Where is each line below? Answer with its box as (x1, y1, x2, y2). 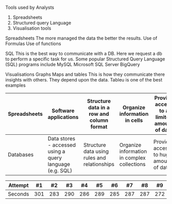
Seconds (8, 191, 30, 197)
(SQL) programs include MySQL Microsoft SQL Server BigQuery (5, 62, 140, 67)
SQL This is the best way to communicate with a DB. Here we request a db (5, 51, 162, 56)
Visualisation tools (12, 25, 51, 31)
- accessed (48, 141, 76, 148)
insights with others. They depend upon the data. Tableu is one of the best (5, 77, 163, 83)
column (89, 117, 109, 124)
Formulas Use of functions (5, 40, 61, 47)
